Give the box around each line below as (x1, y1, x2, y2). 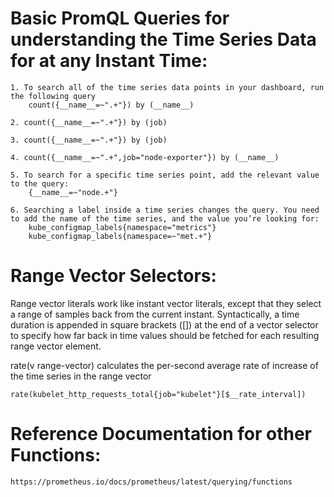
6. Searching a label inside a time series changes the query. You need (10, 205, 320, 215)
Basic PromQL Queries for (10, 7, 230, 30)
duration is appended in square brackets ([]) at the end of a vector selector (10, 318, 319, 331)
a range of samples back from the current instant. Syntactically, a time (10, 308, 300, 320)
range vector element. (10, 340, 102, 352)
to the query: (10, 178, 70, 189)
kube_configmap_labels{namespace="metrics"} (28, 222, 217, 232)
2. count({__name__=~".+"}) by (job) (10, 117, 168, 127)
